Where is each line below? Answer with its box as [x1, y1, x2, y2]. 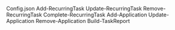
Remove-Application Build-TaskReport [35, 18, 130, 24]
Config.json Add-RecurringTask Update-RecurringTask [6, 5, 143, 12]
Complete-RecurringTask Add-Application [43, 11, 147, 18]
